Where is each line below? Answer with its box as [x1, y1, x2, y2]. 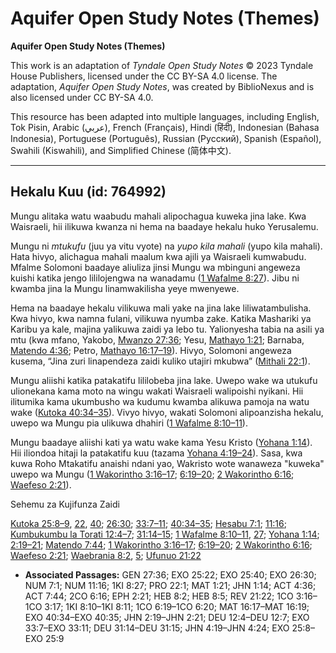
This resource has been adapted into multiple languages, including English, [10, 110, 320, 122]
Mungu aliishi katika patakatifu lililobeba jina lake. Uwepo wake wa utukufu [10, 374, 318, 386]
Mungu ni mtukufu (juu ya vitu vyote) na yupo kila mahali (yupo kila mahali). [10, 240, 323, 252]
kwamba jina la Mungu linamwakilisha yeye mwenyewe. [10, 282, 240, 294]
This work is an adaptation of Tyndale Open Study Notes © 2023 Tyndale [10, 59, 314, 71]
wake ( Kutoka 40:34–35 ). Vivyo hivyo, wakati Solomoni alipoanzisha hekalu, [10, 406, 324, 418]
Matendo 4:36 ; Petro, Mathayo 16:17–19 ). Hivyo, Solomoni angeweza [10, 344, 292, 356]
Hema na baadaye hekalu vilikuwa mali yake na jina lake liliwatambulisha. [10, 302, 312, 314]
